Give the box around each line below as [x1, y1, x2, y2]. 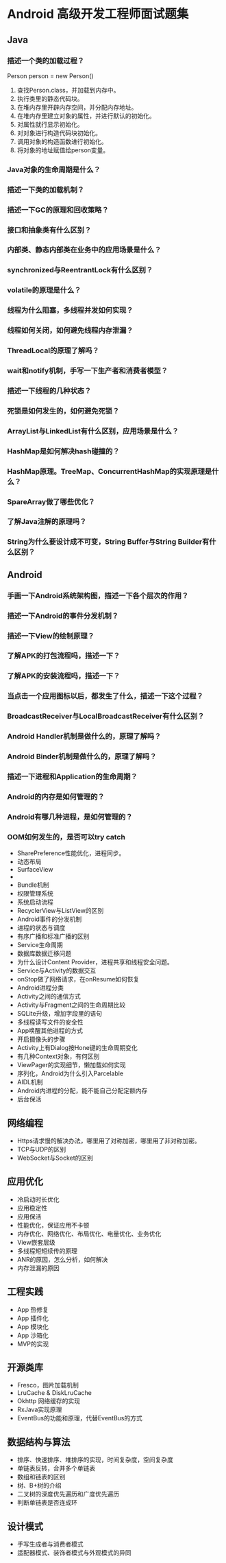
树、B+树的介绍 [16, 1481, 62, 1490]
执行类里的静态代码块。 [16, 94, 84, 103]
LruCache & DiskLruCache [16, 1389, 92, 1397]
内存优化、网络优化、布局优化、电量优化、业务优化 [16, 1229, 162, 1238]
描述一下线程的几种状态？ [7, 385, 92, 395]
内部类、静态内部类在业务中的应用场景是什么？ [7, 245, 162, 254]
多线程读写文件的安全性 [16, 1018, 84, 1026]
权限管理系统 [16, 890, 53, 898]
